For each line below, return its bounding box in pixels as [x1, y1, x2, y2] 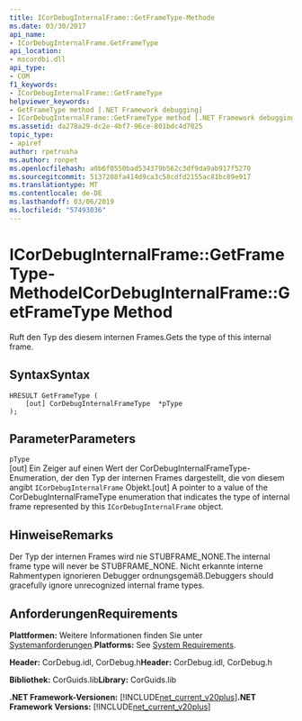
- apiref [9, 139, 42, 148]
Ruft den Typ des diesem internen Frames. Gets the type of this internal [9, 331, 271, 342]
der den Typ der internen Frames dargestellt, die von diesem [60, 473, 285, 483]
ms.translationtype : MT [9, 181, 99, 190]
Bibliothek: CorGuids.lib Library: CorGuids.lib [9, 674, 177, 685]
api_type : [9, 64, 47, 73]
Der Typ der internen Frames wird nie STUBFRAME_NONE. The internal [9, 551, 271, 563]
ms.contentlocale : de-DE [9, 189, 102, 198]
